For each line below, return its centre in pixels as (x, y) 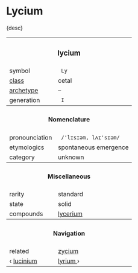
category (22, 157)
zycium (68, 251)
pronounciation (31, 137)
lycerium (70, 214)
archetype (24, 90)
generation (25, 100)
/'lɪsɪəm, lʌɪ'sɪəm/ (90, 137)
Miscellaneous (69, 176)
